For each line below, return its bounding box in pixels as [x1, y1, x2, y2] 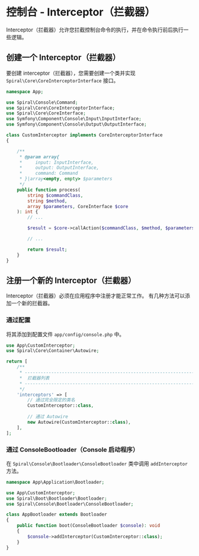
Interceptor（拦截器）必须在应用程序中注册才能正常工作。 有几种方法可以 [6, 292, 185, 299]
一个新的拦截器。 [11, 300, 53, 307]
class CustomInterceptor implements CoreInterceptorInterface [6, 132, 163, 138]
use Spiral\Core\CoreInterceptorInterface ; [6, 105, 115, 111]
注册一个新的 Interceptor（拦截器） [6, 275, 136, 285]
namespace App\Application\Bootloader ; [6, 479, 105, 485]
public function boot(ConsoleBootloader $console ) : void [17, 523, 161, 529]
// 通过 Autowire [27, 414, 68, 420]
